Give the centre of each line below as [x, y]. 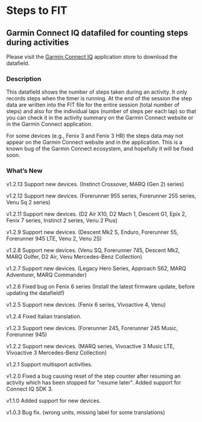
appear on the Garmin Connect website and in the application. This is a [94, 142]
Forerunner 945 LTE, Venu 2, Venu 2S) [54, 238]
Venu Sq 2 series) [28, 202]
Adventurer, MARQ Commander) [47, 274]
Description [24, 79]
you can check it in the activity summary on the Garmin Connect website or [100, 118]
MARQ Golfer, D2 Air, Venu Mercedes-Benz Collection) [74, 256]
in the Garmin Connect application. [49, 124]
